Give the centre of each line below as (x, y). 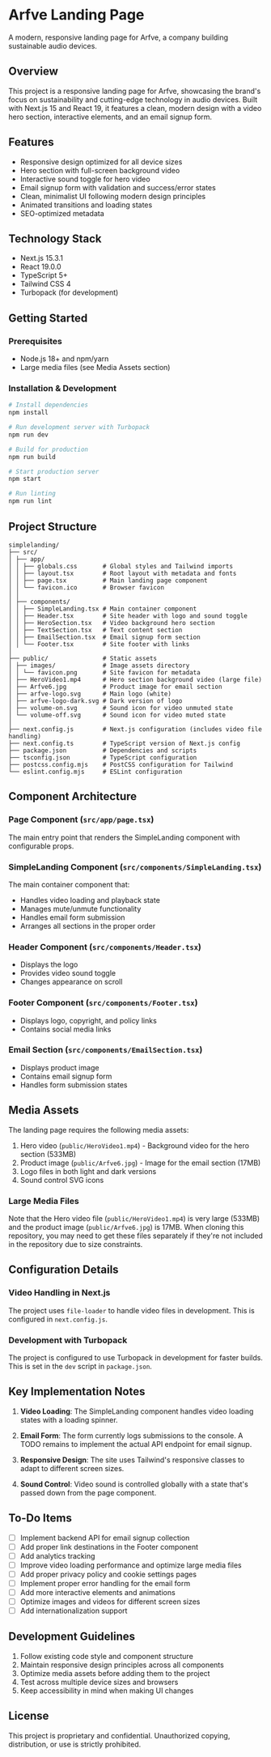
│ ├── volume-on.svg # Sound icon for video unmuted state (121, 708)
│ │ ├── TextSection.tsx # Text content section (95, 630)
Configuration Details (64, 1270)
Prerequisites (35, 341)
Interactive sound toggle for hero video (85, 179)
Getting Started (48, 318)
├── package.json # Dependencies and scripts (103, 751)
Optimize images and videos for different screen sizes (110, 1602)
